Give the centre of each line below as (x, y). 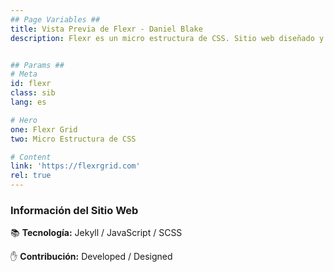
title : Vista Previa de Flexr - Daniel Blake (106, 29)
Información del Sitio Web (74, 210)
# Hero (24, 120)
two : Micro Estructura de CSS (73, 139)
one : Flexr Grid (44, 129)
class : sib (33, 93)
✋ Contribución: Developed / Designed (91, 257)
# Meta (24, 74)
